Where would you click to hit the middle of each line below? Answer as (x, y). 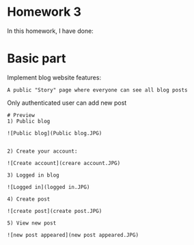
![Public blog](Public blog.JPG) (55, 133)
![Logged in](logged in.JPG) (48, 187)
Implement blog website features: (54, 77)
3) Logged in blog (33, 175)
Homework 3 (44, 12)
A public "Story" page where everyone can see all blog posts (97, 90)
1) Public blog (29, 121)
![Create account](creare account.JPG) (64, 163)
